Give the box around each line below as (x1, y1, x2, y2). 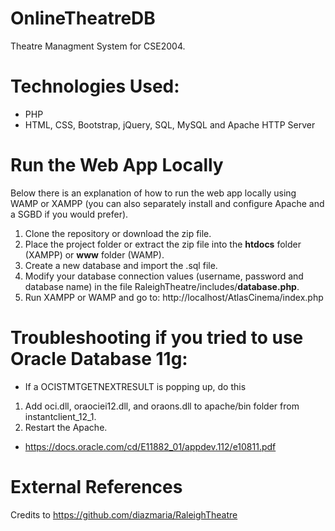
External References (10, 475, 183, 498)
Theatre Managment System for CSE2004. (10, 40, 186, 52)
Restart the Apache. (24, 421, 108, 433)
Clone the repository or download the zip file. (24, 227, 212, 239)
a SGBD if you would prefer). (10, 208, 129, 220)
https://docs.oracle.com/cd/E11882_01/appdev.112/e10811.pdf (24, 440, 277, 452)
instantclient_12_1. (24, 410, 97, 422)
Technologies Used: (10, 75, 180, 98)
